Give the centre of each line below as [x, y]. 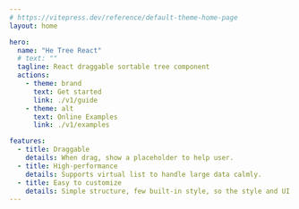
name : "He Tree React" [60, 50]
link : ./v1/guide [65, 100]
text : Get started [67, 92]
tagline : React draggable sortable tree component [114, 67]
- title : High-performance [68, 166]
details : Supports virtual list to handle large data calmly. [144, 174]
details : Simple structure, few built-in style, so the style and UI [158, 191]
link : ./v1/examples [71, 125]
